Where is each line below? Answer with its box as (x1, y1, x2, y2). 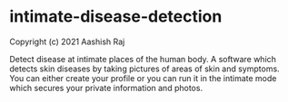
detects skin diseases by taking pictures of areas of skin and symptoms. (9, 63, 280, 74)
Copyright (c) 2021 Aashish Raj (9, 36, 125, 47)
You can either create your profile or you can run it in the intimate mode (9, 72, 277, 83)
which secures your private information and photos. (9, 82, 203, 93)
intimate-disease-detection (9, 6, 223, 27)
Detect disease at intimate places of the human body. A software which (9, 53, 277, 64)
